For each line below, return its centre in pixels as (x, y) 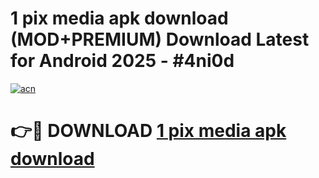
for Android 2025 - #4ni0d (122, 61)
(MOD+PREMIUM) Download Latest (160, 39)
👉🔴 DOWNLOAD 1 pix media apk (148, 131)
